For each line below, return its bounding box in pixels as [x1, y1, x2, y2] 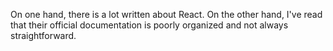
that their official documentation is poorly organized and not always [10, 19, 289, 31]
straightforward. [10, 30, 77, 41]
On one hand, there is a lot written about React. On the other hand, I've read [10, 9, 323, 20]
